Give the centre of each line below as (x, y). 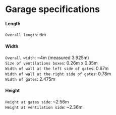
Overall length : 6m (26, 35)
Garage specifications (52, 9)
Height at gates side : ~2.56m (37, 101)
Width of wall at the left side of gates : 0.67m (57, 68)
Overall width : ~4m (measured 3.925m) (47, 57)
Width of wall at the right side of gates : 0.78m (58, 74)
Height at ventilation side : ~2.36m (44, 107)
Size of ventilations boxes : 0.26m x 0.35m (51, 63)
